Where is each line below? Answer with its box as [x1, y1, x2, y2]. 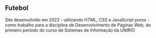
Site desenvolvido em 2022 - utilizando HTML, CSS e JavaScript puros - [5, 17, 150, 22]
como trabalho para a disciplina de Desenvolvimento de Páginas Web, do [5, 22, 151, 28]
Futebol [5, 4, 29, 12]
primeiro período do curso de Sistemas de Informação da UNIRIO [5, 27, 135, 33]
